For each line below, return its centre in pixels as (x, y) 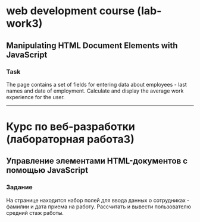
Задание (19, 187)
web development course (71, 11)
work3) (24, 23)
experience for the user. (36, 97)
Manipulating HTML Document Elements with (92, 45)
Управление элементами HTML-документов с (97, 161)
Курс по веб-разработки (71, 127)
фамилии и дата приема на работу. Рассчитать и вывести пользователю (99, 207)
